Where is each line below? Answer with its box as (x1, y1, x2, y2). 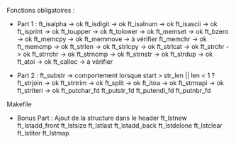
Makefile (6, 100, 33, 109)
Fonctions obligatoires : (6, 6, 75, 14)
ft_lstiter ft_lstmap (16, 129, 69, 137)
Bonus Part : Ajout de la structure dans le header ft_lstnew (16, 113, 187, 122)
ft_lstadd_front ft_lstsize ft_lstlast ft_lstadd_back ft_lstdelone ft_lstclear (16, 121, 223, 130)
